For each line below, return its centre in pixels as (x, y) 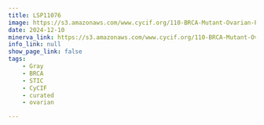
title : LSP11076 (35, 15)
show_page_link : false (45, 52)
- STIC (33, 80)
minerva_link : (31, 37)
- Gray (33, 66)
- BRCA (33, 73)
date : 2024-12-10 (37, 30)
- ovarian (38, 102)
